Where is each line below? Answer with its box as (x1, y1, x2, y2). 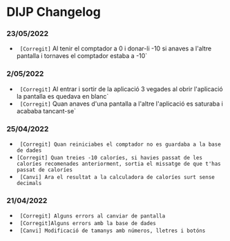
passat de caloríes (16, 166, 73, 173)
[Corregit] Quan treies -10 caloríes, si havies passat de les (16, 155, 203, 162)
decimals (16, 180, 42, 187)
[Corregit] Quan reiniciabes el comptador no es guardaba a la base (19, 141, 222, 148)
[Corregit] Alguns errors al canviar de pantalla (19, 213, 166, 220)
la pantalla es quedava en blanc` (16, 92, 109, 100)
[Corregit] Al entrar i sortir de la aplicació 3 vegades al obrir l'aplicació (19, 84, 224, 93)
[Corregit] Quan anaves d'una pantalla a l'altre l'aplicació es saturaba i (19, 99, 224, 108)
